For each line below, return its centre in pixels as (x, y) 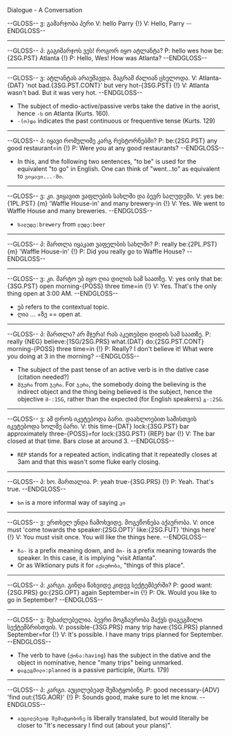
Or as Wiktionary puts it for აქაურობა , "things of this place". (101, 565)
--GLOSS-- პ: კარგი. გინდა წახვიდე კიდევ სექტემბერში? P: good (101, 585)
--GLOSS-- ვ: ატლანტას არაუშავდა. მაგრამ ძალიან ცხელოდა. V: (103, 78)
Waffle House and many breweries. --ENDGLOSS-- (80, 211)
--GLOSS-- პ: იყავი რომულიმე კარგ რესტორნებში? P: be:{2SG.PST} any (112, 141)
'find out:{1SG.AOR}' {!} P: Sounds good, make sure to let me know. (103, 697)
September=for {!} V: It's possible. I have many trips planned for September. (115, 634)
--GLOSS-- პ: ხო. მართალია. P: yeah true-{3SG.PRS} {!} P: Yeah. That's (110, 482)
